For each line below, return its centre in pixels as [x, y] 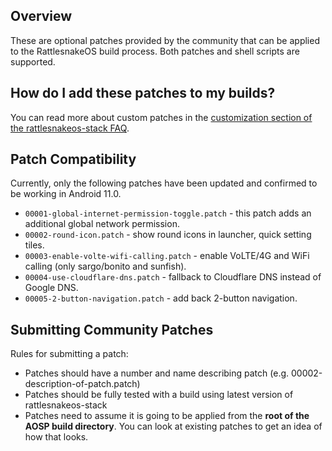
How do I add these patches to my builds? [143, 93]
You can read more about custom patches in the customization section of [161, 117]
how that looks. [56, 437]
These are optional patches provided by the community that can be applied [165, 40]
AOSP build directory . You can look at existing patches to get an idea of [173, 426]
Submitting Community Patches [112, 329]
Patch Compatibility [73, 159]
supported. [33, 61]
